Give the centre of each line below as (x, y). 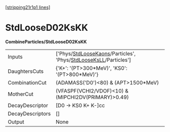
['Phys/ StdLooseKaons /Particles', (95, 54)
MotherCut (21, 94)
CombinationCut (27, 82)
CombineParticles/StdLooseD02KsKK (46, 41)
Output (16, 122)
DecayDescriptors (29, 113)
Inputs (15, 57)
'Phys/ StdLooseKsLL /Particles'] (93, 60)
